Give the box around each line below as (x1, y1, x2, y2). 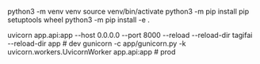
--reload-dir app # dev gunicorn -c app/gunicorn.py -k (7, 39, 187, 48)
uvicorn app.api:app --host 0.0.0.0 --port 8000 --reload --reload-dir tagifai (7, 31, 253, 40)
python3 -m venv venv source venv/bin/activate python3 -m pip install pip (7, 7, 250, 16)
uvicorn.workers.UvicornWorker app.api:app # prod (7, 47, 176, 56)
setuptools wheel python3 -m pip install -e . (7, 15, 150, 24)
